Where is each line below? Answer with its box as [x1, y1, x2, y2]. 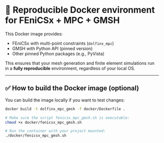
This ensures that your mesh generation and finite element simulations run [5, 60, 155, 66]
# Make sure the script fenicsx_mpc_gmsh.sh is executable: [5, 115, 130, 120]
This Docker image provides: [5, 31, 63, 37]
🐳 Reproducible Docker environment [5, 4, 155, 16]
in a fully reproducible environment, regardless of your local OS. [5, 65, 135, 71]
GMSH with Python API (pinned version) [12, 45, 93, 51]
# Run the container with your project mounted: [5, 129, 106, 134]
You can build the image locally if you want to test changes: [5, 97, 125, 103]
